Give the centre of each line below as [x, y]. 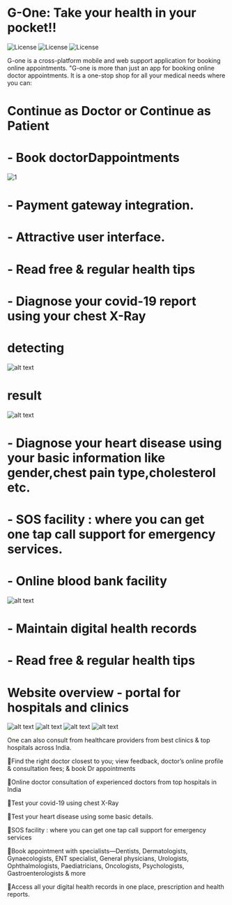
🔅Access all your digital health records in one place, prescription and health [116, 887]
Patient [29, 126]
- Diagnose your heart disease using [115, 443]
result [24, 395]
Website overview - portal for [94, 692]
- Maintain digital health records [102, 629]
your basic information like [86, 458]
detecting [36, 348]
